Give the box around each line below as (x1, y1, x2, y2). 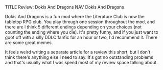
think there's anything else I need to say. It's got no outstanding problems (5, 54, 153, 60)
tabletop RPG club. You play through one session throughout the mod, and (5, 19, 155, 24)
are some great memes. (5, 40, 53, 46)
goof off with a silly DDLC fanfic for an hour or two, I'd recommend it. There (5, 34, 158, 40)
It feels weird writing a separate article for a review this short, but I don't (5, 49, 151, 55)
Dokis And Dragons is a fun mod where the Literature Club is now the (5, 14, 145, 19)
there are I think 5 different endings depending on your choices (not (5, 24, 142, 30)
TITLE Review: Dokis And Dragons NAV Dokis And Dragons (5, 4, 124, 10)
